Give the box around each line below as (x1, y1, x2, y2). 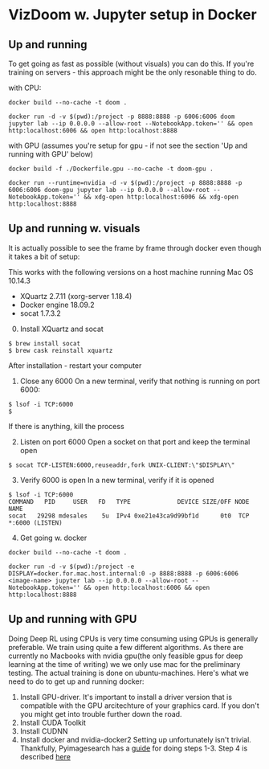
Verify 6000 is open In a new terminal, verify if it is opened (19, 475, 214, 485)
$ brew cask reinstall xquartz (8, 346, 113, 354)
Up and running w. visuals (8, 222, 141, 235)
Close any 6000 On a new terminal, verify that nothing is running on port (19, 376, 260, 386)
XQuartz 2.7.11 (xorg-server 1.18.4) (19, 291, 132, 301)
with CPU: (8, 83, 42, 92)
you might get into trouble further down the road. (19, 709, 182, 718)
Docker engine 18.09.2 (19, 300, 95, 309)
